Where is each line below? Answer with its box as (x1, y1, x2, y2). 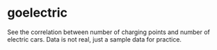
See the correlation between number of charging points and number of (7, 28, 210, 36)
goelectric (7, 5, 68, 21)
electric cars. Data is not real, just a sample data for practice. (7, 35, 182, 43)
